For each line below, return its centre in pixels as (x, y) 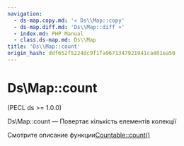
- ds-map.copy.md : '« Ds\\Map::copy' (69, 20)
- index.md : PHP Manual (48, 34)
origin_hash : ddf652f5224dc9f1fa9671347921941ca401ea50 (91, 54)
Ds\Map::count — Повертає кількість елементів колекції (92, 121)
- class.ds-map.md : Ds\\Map (55, 40)
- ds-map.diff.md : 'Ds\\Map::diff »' (69, 27)
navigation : (25, 14)
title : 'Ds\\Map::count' (44, 47)
